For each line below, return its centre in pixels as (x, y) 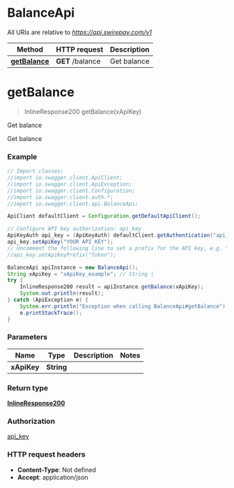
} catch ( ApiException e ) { (48, 300)
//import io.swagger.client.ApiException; (70, 184)
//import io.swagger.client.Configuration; (71, 191)
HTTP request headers (46, 454)
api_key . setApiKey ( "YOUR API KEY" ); (60, 242)
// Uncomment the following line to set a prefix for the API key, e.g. (115, 248)
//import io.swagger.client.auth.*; (60, 197)
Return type (28, 387)
